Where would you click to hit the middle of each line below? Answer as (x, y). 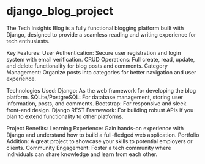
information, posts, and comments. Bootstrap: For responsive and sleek (96, 103)
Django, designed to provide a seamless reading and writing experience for (101, 34)
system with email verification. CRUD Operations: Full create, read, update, (101, 59)
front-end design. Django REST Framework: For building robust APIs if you (100, 110)
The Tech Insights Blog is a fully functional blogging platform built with (95, 28)
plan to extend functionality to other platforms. (65, 116)
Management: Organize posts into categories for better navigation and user (102, 72)
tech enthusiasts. (28, 41)
